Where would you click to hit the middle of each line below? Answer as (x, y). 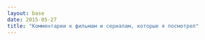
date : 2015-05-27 (32, 20)
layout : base (26, 13)
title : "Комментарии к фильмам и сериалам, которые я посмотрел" (103, 26)
